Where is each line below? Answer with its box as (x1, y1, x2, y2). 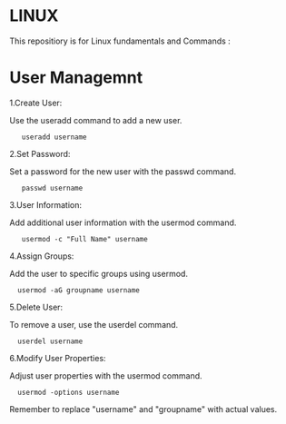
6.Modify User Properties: (9, 352, 106, 363)
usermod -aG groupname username (17, 285, 141, 295)
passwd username (21, 183, 84, 192)
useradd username (21, 133, 88, 142)
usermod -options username (17, 388, 120, 397)
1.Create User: (9, 97, 63, 108)
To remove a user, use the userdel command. (9, 319, 179, 330)
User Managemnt (9, 67, 143, 88)
